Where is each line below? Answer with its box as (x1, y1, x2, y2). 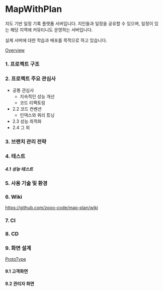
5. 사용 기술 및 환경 (5, 180, 48, 187)
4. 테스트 (5, 153, 26, 159)
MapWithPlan (5, 3, 62, 15)
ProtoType (5, 256, 26, 262)
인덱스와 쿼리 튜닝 (19, 112, 55, 118)
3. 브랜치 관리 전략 (5, 138, 47, 145)
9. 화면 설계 (5, 245, 31, 252)
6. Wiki (5, 193, 22, 200)
